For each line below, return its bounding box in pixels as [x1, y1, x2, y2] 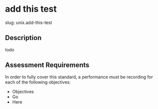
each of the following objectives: [5, 79, 71, 85]
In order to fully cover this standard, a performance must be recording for [5, 74, 153, 80]
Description [5, 34, 42, 42]
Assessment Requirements [5, 61, 90, 69]
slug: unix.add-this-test [5, 20, 52, 25]
